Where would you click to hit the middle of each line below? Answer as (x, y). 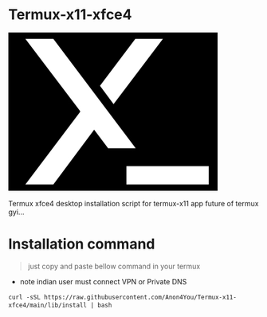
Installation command (82, 244)
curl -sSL (25, 297)
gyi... (16, 212)
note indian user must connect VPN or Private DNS (103, 281)
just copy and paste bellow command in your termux (114, 266)
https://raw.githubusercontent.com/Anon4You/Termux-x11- (140, 297)
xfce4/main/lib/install (48, 305)
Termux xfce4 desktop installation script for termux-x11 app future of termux (133, 203)
